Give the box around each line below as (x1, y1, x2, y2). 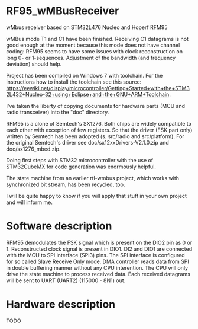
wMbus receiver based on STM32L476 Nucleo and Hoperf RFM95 (6, 24, 168, 31)
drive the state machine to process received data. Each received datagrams (6, 270, 191, 277)
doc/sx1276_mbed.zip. (6, 145, 61, 152)
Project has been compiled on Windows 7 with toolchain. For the (6, 72, 163, 79)
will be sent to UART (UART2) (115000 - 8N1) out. (6, 277, 126, 284)
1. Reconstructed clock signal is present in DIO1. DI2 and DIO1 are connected (6, 245, 193, 253)
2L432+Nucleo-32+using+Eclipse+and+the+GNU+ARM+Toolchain (6, 91, 170, 98)
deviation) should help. (6, 60, 62, 68)
